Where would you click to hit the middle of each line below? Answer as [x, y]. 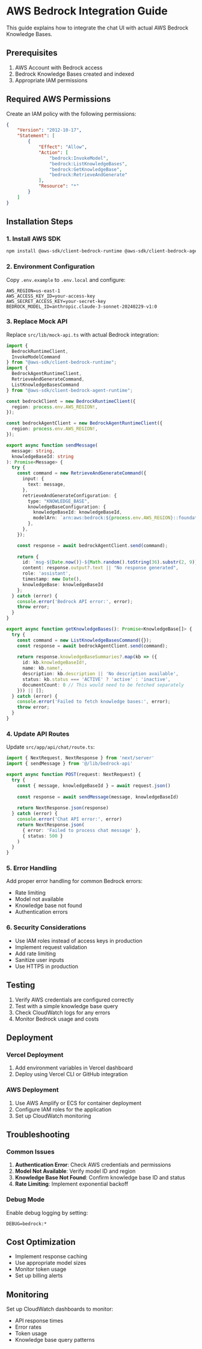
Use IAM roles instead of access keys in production [78, 941]
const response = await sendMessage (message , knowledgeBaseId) [98, 797]
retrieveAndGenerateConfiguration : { [69, 495]
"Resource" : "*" [59, 186]
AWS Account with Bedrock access [59, 67]
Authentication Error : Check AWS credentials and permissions [93, 1165]
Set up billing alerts [39, 1276]
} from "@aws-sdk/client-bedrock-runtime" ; [62, 362]
